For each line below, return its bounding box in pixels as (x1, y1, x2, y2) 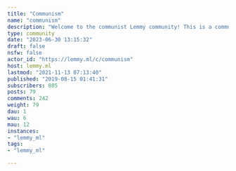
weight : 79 (7, 102, 39, 109)
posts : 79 (7, 88, 37, 95)
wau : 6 (7, 114, 27, 121)
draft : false (7, 43, 46, 50)
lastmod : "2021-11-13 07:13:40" (7, 69, 102, 76)
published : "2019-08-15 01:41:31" (7, 75, 109, 83)
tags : (7, 141, 23, 148)
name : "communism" (7, 17, 61, 24)
